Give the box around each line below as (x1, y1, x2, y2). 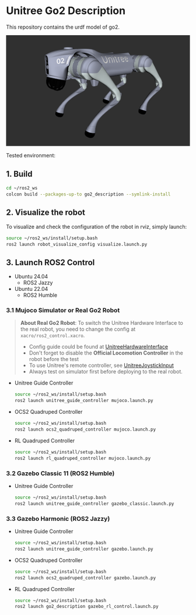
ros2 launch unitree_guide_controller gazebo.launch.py (14, 546, 153, 552)
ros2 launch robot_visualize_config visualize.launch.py (6, 241, 148, 247)
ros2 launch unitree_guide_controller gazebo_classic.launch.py (14, 500, 174, 507)
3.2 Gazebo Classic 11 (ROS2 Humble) (6, 469, 115, 477)
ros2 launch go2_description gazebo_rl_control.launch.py (14, 604, 159, 610)
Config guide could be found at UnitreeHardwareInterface (29, 343, 168, 351)
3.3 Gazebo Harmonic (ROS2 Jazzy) (6, 514, 110, 523)
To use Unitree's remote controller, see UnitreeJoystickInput (29, 362, 174, 369)
